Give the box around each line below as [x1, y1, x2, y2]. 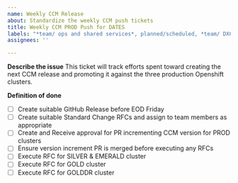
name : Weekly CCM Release [7, 10, 84, 18]
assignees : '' [7, 37, 50, 44]
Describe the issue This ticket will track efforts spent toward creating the [7, 62, 222, 71]
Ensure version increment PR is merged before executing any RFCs [17, 144, 214, 152]
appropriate [17, 121, 52, 130]
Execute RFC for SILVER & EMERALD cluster [17, 152, 147, 160]
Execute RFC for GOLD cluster [17, 160, 106, 169]
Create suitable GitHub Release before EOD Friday [17, 105, 164, 113]
